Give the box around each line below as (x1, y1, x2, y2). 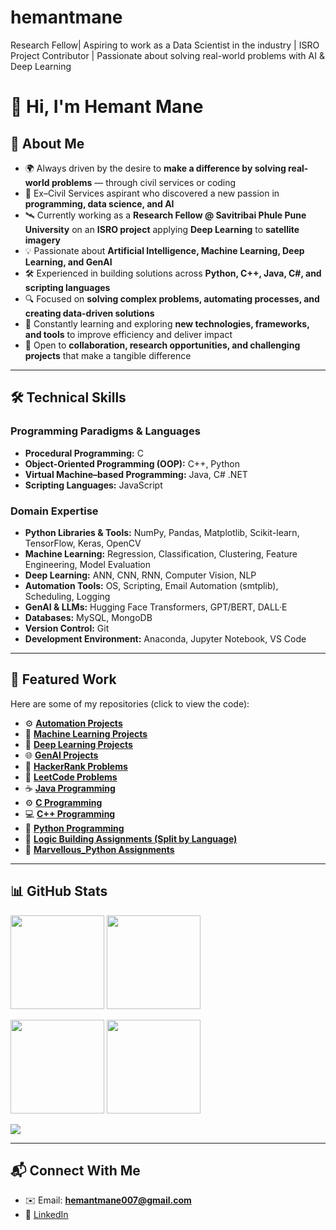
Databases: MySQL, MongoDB (24, 611, 153, 623)
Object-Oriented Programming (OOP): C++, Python (24, 457, 240, 470)
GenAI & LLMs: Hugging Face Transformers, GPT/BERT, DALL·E (24, 601, 288, 613)
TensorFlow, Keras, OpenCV (24, 537, 142, 549)
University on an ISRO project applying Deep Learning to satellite (24, 223, 300, 235)
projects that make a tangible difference (24, 349, 192, 361)
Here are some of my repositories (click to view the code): (10, 697, 250, 710)
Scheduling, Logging (24, 590, 111, 602)
